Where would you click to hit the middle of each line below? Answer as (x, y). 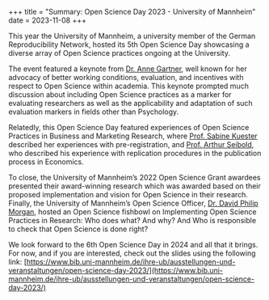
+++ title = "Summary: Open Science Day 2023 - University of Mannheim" (132, 12)
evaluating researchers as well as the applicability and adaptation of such (130, 103)
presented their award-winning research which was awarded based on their (134, 186)
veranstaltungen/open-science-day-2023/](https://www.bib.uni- (116, 270)
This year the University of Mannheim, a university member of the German (132, 36)
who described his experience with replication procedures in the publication (135, 153)
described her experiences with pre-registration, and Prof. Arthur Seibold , (131, 144)
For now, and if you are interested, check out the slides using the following (132, 253)
